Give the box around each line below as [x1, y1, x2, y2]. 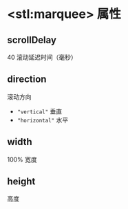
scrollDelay [7, 34, 57, 45]
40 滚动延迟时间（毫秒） [7, 53, 77, 61]
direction [7, 74, 47, 85]
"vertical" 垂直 [17, 107, 63, 115]
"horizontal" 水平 [17, 115, 69, 124]
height [7, 176, 36, 188]
